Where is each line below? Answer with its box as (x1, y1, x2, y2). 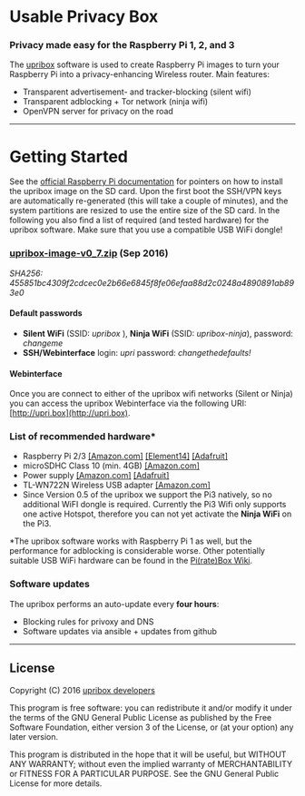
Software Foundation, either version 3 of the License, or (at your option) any (9, 722, 294, 732)
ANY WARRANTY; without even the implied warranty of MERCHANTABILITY (9, 758, 293, 769)
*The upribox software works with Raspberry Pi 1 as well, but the (9, 536, 252, 546)
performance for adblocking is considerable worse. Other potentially (9, 545, 266, 556)
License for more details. (9, 778, 103, 789)
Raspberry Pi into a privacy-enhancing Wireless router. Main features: (9, 69, 271, 80)
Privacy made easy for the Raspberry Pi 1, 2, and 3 (9, 39, 235, 52)
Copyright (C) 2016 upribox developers (9, 684, 156, 695)
